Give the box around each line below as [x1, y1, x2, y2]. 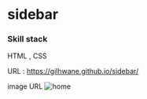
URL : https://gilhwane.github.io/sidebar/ [7, 67, 139, 76]
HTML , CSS [7, 51, 48, 60]
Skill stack [7, 34, 48, 45]
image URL [7, 82, 43, 91]
